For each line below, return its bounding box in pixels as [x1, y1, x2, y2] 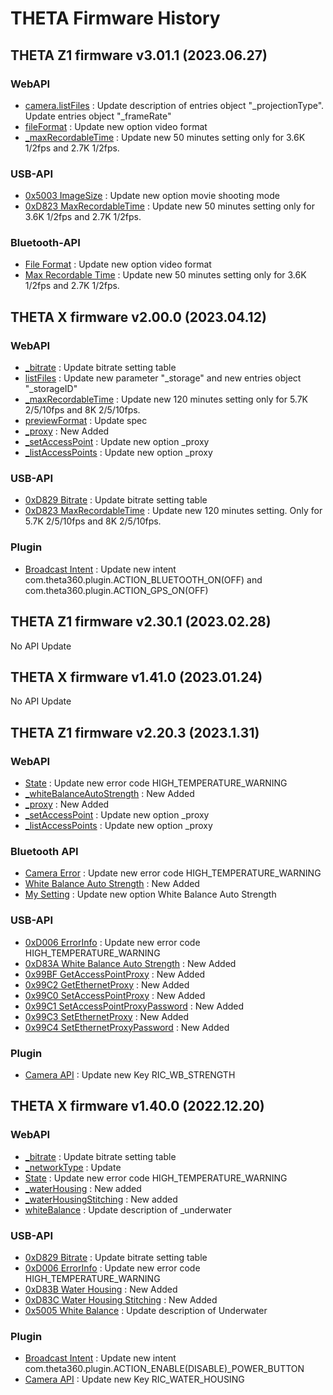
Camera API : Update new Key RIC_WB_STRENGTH [24, 1068, 236, 1081]
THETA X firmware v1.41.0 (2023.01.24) [10, 668, 263, 686]
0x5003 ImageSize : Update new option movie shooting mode [24, 190, 280, 202]
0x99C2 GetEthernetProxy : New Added [24, 978, 190, 991]
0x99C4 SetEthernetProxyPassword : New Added [24, 1021, 230, 1033]
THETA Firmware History [10, 7, 221, 30]
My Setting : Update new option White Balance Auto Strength [24, 888, 277, 901]
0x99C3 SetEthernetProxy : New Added [24, 1010, 189, 1022]
